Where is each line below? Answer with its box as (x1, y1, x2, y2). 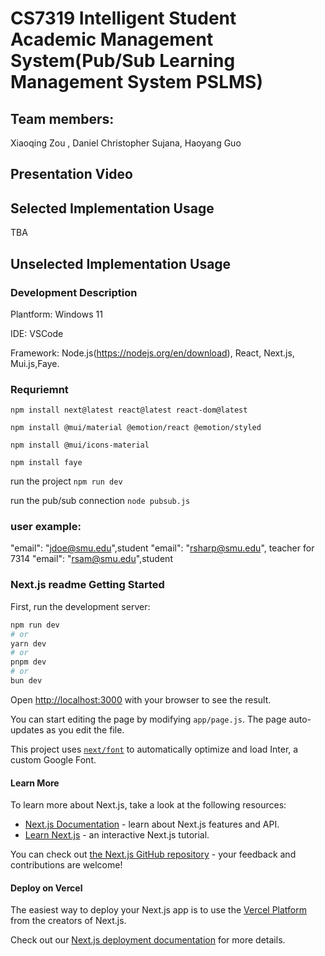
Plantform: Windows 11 (10, 308, 103, 320)
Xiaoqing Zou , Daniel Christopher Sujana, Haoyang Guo (10, 137, 242, 149)
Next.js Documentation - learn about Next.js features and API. (24, 818, 280, 831)
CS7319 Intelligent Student (10, 7, 237, 30)
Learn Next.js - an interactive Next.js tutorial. (24, 829, 210, 841)
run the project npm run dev (10, 475, 123, 487)
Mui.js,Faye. (10, 357, 60, 369)
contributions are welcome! (10, 859, 123, 871)
